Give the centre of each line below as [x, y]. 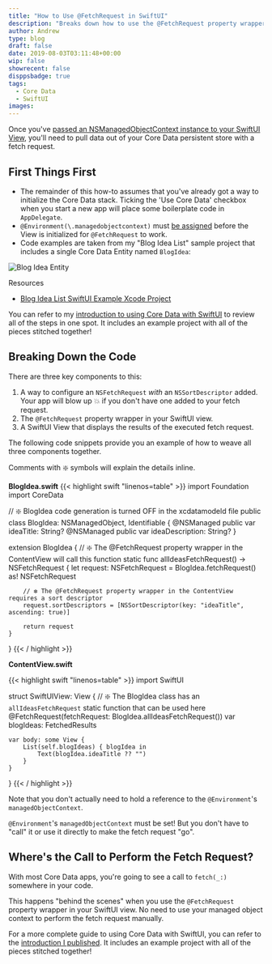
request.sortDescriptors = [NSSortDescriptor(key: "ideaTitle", [134, 605]
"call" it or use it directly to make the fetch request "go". [102, 831]
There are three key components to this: [75, 376]
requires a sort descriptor [56, 598]
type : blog [27, 38]
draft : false [30, 46]
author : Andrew [34, 31]
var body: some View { [47, 740]
